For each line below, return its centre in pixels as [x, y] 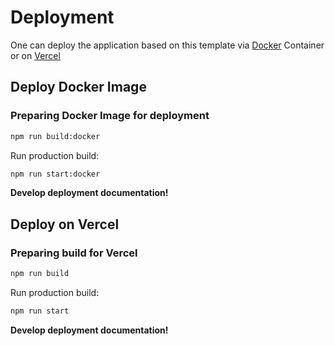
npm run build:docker [55, 136]
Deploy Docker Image [78, 87]
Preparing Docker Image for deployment [110, 116]
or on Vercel [35, 55]
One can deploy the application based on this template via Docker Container [167, 45]
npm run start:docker [55, 174]
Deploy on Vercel [65, 224]
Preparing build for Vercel [74, 253]
